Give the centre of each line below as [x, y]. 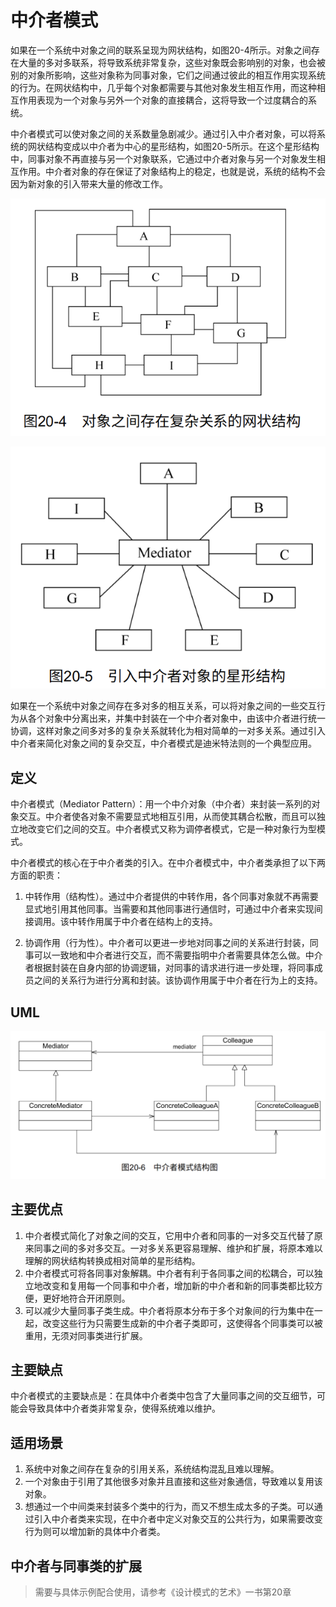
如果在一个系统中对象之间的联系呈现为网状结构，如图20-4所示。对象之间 [161, 50]
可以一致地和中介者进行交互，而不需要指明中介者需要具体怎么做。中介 [178, 955]
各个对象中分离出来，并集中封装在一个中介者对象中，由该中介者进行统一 [176, 718]
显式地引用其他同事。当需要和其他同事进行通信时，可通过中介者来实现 [169, 909]
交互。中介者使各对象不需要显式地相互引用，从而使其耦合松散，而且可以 [167, 817]
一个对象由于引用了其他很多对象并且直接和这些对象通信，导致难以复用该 [173, 1482]
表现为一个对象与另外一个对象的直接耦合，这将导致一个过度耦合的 [172, 100]
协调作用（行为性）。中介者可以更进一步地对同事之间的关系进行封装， [167, 943]
